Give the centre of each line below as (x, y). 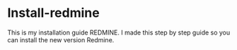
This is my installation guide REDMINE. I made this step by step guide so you (119, 32)
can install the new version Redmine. (61, 39)
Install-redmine (54, 13)
